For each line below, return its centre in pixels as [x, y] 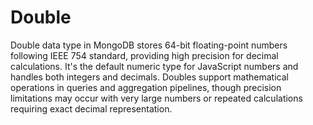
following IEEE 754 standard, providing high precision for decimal [144, 55]
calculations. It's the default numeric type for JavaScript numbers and [154, 66]
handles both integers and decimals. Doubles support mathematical [149, 77]
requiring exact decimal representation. [91, 108]
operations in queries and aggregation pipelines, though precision [146, 87]
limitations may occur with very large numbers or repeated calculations [156, 98]
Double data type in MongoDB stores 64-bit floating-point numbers [149, 45]
